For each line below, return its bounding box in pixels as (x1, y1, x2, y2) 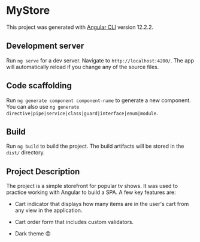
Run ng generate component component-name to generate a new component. (6, 97, 192, 104)
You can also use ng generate (6, 103, 80, 110)
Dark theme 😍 (14, 230, 51, 237)
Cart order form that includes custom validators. (14, 219, 134, 226)
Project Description (6, 166, 80, 177)
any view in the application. (14, 207, 83, 214)
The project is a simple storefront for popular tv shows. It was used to (6, 183, 178, 190)
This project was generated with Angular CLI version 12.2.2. (6, 23, 154, 31)
